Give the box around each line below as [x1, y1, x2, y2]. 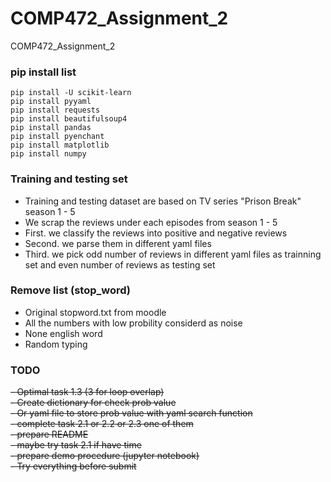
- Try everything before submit [10, 460, 137, 472]
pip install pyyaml [10, 97, 92, 107]
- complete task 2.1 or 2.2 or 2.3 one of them [10, 418, 194, 430]
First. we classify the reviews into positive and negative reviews [24, 227, 288, 239]
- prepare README [10, 428, 89, 441]
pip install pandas [10, 123, 92, 133]
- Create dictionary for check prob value [10, 397, 177, 409]
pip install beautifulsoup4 [10, 114, 128, 124]
